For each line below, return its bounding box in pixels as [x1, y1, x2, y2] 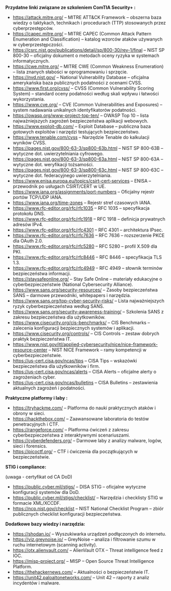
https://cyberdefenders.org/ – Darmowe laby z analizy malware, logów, [12, 438, 162, 443]
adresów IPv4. [12, 222, 44, 227]
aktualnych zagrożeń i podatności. [12, 385, 85, 391]
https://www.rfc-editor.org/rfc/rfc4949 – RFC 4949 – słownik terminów [12, 265, 163, 271]
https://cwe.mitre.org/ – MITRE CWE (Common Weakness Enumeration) [12, 64, 164, 69]
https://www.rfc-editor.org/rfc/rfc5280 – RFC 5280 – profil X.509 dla [12, 243, 158, 249]
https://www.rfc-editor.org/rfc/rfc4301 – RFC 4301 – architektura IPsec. [12, 227, 163, 233]
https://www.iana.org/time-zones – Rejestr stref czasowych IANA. [12, 200, 152, 206]
